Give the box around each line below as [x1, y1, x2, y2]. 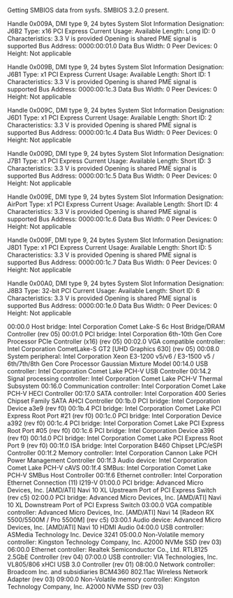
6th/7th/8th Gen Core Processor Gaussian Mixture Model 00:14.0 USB [7, 359, 209, 368]
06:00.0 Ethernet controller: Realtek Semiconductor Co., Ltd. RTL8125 [7, 546, 208, 553]
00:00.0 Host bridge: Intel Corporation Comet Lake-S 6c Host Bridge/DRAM [7, 322, 225, 331]
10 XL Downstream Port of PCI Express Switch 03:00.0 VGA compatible [7, 501, 213, 509]
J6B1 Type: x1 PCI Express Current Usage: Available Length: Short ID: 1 [7, 70, 211, 78]
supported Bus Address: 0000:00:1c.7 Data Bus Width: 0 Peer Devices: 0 [7, 258, 218, 266]
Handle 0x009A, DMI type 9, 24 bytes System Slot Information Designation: [7, 20, 225, 27]
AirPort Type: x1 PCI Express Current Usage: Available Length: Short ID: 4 [7, 200, 218, 208]
